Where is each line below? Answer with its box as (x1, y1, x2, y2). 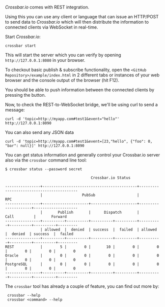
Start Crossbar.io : (5, 34, 41, 39)
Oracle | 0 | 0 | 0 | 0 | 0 (5, 253, 160, 258)
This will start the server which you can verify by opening (5, 52, 121, 58)
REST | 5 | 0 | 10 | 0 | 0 (5, 244, 160, 249)
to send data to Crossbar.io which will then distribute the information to (5, 19, 149, 25)
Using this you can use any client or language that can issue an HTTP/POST (5, 14, 159, 19)
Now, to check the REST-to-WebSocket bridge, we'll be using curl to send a (5, 102, 158, 108)
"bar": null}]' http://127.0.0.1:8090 (5, 143, 84, 148)
